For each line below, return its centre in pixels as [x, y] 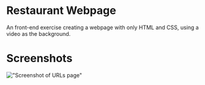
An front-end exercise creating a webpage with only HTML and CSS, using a [102, 27]
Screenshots [39, 59]
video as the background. [39, 33]
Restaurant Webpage [61, 11]
